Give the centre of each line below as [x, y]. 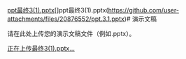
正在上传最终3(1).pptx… [41, 48]
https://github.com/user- [144, 10]
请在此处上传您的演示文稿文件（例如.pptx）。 [71, 34]
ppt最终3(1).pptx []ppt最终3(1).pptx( [58, 10]
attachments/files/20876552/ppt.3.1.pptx [66, 19]
